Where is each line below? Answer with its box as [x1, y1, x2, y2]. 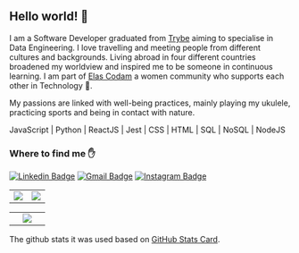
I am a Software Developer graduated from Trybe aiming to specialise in [9, 32, 274, 43]
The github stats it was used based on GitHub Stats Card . [9, 234, 220, 245]
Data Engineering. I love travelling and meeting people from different [9, 42, 262, 53]
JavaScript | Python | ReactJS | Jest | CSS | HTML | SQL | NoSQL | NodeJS [9, 124, 286, 135]
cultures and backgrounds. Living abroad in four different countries [9, 51, 256, 63]
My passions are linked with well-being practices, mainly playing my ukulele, [9, 97, 291, 108]
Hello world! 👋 [9, 9, 89, 24]
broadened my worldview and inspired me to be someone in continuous [9, 61, 274, 72]
